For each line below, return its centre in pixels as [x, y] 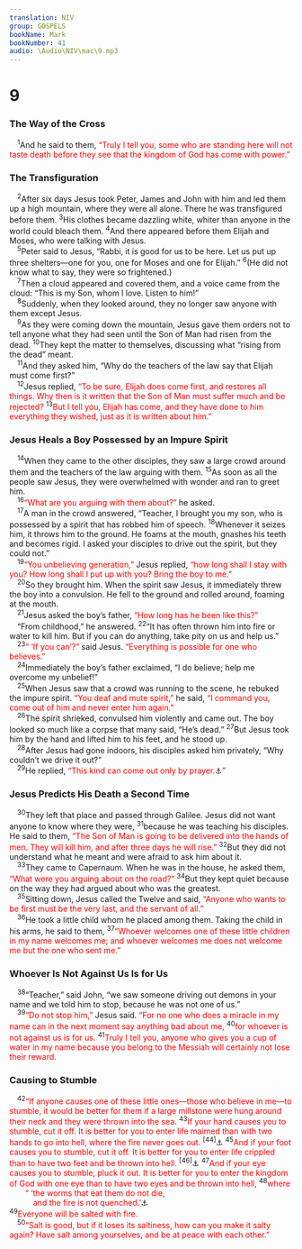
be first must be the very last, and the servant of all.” [107, 909]
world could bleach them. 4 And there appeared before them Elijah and [139, 230]
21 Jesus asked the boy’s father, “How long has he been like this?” [138, 614]
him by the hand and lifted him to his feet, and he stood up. [118, 739]
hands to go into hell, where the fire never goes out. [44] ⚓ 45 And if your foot [151, 1141]
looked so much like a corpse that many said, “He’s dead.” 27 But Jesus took [149, 729]
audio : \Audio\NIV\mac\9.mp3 [64, 51]
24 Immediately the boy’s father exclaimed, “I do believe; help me [136, 666]
